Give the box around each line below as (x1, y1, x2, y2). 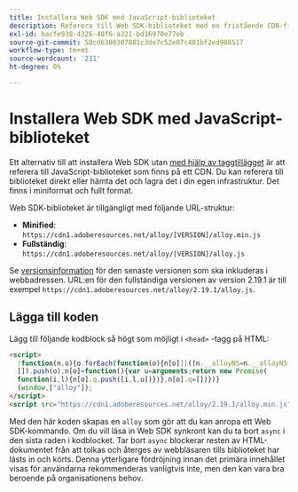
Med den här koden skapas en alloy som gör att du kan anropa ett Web (9, 416, 272, 426)
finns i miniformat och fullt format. (9, 185, 134, 195)
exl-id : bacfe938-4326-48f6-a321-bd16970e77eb (9, 29, 184, 38)
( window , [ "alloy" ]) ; (17, 384, 93, 393)
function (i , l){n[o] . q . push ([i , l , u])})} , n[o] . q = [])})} (17, 375, 220, 385)
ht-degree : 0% (9, 63, 62, 72)
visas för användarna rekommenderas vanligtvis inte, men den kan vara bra (9, 463, 285, 473)
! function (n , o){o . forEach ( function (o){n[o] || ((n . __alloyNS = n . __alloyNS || (17, 359, 295, 368)
